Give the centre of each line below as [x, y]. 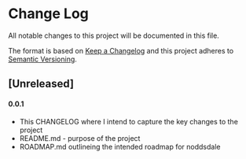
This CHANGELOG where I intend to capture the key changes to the [129, 121]
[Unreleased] [41, 84]
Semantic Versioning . [42, 59]
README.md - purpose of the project [80, 138]
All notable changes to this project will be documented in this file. [114, 35]
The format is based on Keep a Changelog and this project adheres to [121, 50]
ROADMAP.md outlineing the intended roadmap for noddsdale [120, 146]
